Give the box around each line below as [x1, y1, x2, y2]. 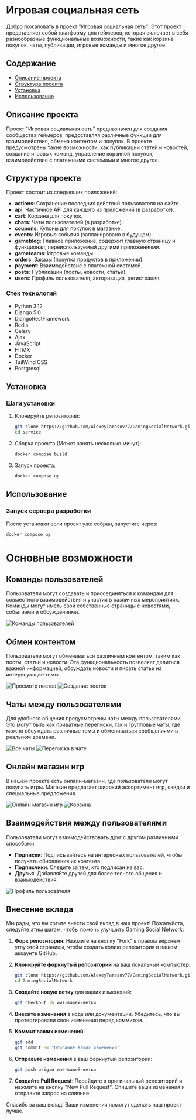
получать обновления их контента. [14, 857, 102, 864]
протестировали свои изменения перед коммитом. [14, 1016, 144, 1024]
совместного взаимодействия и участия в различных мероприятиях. [6, 596, 180, 603]
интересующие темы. [6, 671, 60, 678]
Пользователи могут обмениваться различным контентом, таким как [6, 652, 180, 659]
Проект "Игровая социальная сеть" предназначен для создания [6, 125, 168, 132]
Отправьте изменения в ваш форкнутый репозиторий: [14, 1055, 153, 1062]
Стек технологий [6, 289, 57, 297]
